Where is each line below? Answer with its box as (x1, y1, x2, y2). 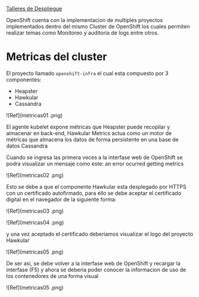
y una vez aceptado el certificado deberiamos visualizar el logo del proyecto (6, 230, 194, 237)
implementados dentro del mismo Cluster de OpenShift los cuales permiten (6, 23, 190, 30)
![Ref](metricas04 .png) (6, 218, 64, 226)
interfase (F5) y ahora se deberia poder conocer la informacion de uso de (6, 266, 187, 273)
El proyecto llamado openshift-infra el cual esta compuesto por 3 (6, 70, 169, 77)
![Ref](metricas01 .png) (6, 111, 63, 118)
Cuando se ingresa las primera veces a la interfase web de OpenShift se (6, 154, 183, 161)
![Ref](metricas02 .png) (6, 171, 64, 179)
